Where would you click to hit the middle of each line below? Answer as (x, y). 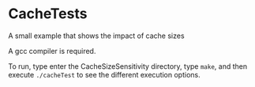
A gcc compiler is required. (52, 51)
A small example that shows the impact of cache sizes (96, 36)
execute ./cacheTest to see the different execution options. (104, 74)
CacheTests (48, 14)
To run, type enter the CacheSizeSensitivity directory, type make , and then (127, 66)
